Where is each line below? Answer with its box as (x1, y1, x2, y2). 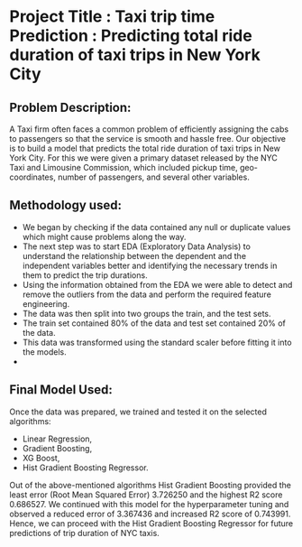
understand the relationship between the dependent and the (22, 250, 246, 261)
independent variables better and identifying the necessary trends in (22, 260, 278, 271)
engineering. (22, 298, 70, 309)
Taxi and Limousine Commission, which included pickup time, (9, 162, 239, 172)
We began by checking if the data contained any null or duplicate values (22, 221, 291, 232)
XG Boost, (22, 452, 60, 463)
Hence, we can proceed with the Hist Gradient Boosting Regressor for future (9, 517, 294, 529)
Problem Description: (9, 99, 132, 115)
